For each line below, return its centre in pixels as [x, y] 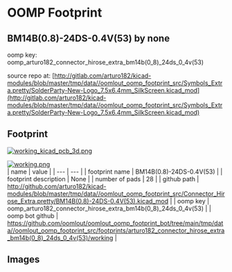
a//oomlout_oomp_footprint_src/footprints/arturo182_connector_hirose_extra [116, 230]
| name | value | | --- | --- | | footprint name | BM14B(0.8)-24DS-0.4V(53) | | [115, 172]
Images [24, 260]
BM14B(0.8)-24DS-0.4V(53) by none [89, 38]
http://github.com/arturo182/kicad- [57, 186]
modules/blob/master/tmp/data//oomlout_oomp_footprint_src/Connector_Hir [116, 193]
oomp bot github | [33, 215]
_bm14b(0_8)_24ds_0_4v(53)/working [60, 237]
